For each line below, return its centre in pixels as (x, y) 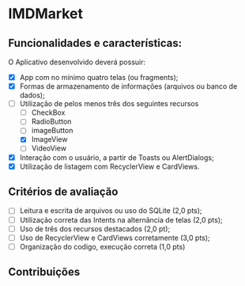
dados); (32, 95)
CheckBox (48, 112)
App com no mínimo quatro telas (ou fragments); (99, 77)
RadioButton (51, 122)
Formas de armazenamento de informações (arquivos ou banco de (128, 86)
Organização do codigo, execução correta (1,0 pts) (102, 246)
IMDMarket (45, 14)
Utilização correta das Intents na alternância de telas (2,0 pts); (121, 219)
